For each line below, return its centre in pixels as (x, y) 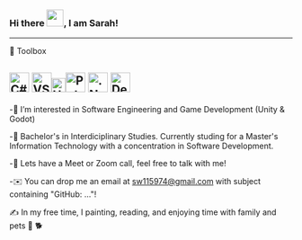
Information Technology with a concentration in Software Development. (142, 146)
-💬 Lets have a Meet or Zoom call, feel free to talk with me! (118, 164)
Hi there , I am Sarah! (64, 22)
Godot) (22, 119)
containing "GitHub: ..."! (53, 194)
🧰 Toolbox (28, 51)
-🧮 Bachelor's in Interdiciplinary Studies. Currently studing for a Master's (144, 137)
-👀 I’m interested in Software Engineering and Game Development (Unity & (147, 110)
